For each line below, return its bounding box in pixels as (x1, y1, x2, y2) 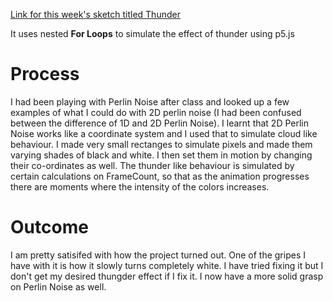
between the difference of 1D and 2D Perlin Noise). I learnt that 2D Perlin (10, 117, 310, 129)
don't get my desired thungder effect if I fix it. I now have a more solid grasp (10, 270, 324, 282)
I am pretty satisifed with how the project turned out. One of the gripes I (10, 249, 306, 261)
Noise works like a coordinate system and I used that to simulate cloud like (10, 127, 318, 139)
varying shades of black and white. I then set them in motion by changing (10, 149, 313, 161)
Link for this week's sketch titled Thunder (10, 9, 181, 20)
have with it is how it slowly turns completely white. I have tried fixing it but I (10, 259, 324, 271)
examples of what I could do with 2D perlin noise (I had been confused (10, 106, 302, 118)
